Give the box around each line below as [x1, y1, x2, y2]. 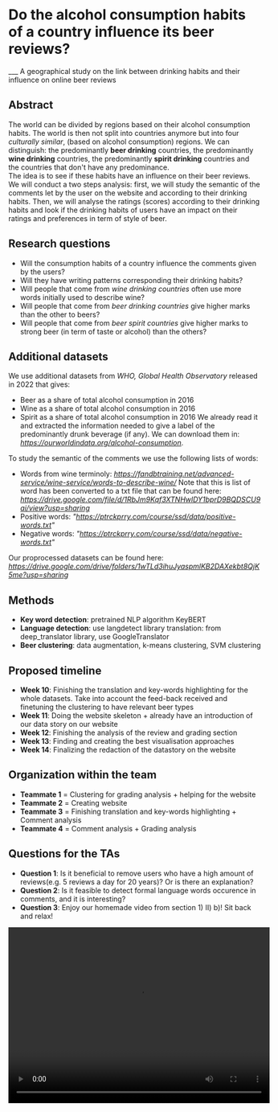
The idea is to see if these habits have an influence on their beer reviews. [8, 170, 251, 180]
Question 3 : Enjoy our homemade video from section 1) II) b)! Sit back [19, 902, 251, 912]
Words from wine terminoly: [19, 469, 112, 479]
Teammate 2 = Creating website [19, 798, 128, 807]
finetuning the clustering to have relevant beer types [19, 702, 194, 712]
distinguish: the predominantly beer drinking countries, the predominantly [8, 145, 254, 154]
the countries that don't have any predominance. [8, 162, 170, 172]
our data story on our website [19, 720, 118, 728]
